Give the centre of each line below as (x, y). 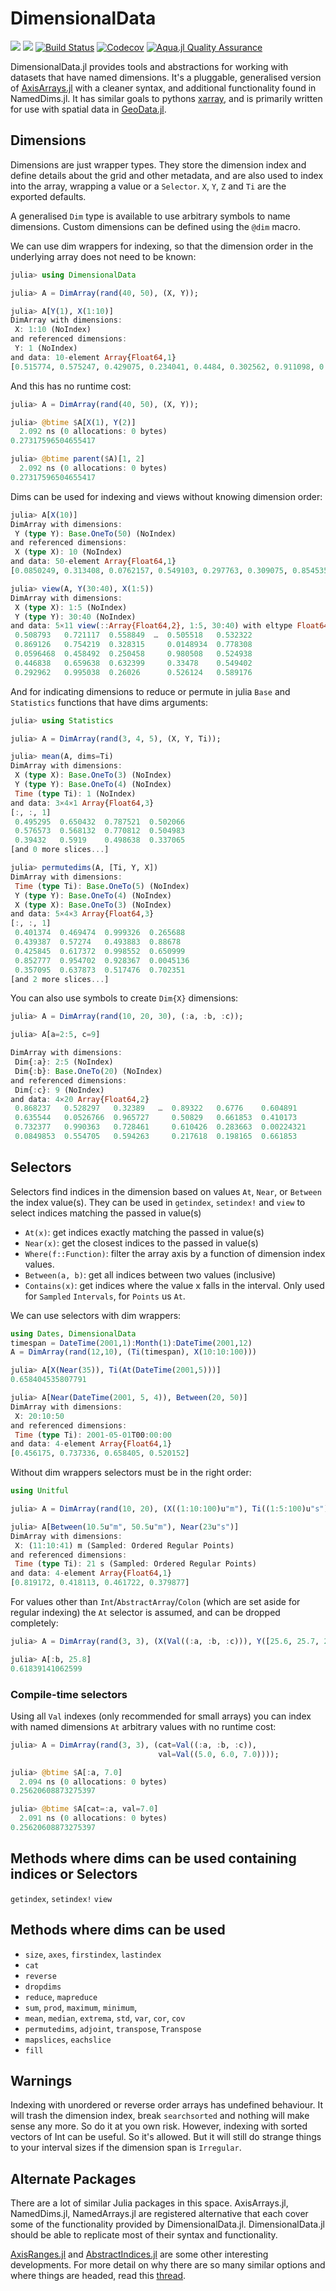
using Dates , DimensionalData (73, 1333)
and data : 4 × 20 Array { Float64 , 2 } (80, 1099)
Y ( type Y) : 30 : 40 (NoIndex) (75, 617)
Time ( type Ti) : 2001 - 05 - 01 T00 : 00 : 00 (93, 1435)
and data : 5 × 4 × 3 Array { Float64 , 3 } (82, 914)
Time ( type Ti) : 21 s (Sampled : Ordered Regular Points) (135, 1564)
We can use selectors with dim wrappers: (96, 1315)
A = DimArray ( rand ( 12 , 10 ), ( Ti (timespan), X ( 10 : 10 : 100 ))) (133, 1352)
